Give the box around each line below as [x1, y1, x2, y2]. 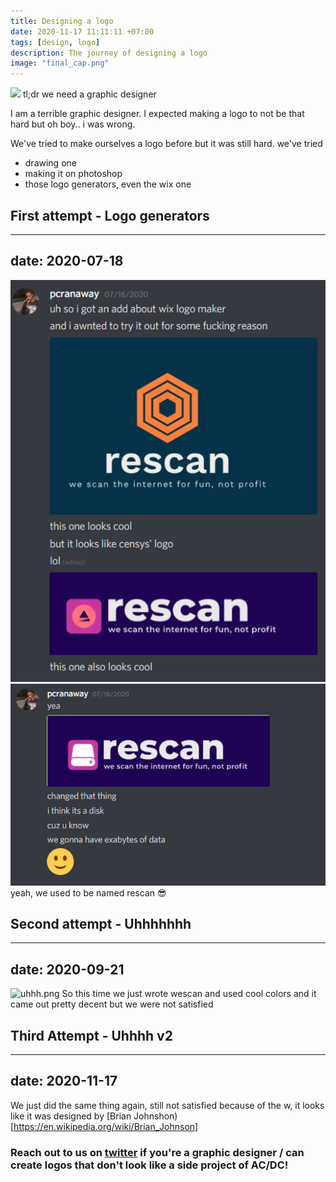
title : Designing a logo [10, 16, 114, 26]
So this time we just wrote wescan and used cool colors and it [61, 988, 317, 1000]
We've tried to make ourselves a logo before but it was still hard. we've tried [10, 138, 323, 150]
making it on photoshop [24, 168, 123, 180]
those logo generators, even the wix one [24, 178, 192, 190]
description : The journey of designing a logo [10, 48, 208, 58]
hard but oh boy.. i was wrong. [10, 118, 136, 130]
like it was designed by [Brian [10, 1110, 132, 1122]
